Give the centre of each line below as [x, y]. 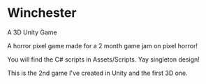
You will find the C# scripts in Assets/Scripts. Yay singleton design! [104, 59]
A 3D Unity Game [32, 32]
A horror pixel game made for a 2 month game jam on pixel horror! [102, 45]
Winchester [42, 13]
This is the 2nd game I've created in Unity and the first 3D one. [98, 73]
